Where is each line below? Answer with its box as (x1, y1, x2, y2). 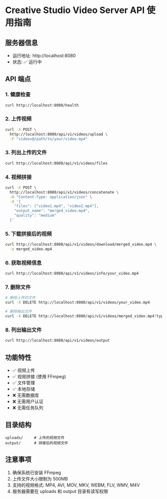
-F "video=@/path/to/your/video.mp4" (9, 136, 88, 141)
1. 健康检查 (5, 91, 31, 98)
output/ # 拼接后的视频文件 (5, 440, 69, 446)
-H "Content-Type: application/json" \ (9, 194, 92, 200)
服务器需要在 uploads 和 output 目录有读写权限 (12, 488, 108, 494)
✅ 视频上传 (12, 367, 35, 373)
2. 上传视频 (5, 115, 32, 122)
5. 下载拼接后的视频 (5, 230, 52, 237)
